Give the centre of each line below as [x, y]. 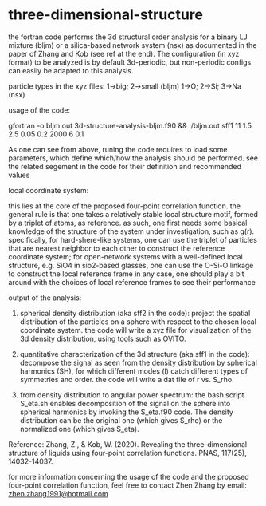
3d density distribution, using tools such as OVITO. [103, 338]
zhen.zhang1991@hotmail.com [59, 493]
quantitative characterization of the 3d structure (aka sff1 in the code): [135, 354]
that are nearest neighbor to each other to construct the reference [117, 248]
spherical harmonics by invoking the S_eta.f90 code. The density [126, 412]
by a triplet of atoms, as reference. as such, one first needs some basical [128, 223]
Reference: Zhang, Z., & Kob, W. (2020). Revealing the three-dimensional [128, 444]
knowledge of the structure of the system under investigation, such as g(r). [131, 231]
